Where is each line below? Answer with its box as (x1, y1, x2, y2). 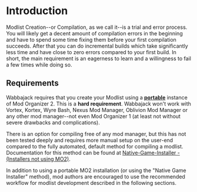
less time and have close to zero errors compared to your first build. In (6, 48, 176, 55)
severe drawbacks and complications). (6, 119, 100, 126)
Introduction (6, 4, 68, 18)
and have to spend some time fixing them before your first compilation (6, 36, 176, 43)
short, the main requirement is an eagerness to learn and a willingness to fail (6, 55, 191, 62)
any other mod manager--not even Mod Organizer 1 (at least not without (6, 112, 181, 120)
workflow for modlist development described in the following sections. (6, 179, 177, 186)
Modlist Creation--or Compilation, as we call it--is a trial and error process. (6, 24, 188, 31)
